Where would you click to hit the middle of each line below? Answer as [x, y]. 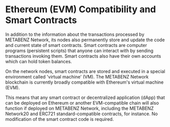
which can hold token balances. [39, 61]
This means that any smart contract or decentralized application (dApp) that [85, 97]
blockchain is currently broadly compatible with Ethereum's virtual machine [84, 82]
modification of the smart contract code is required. [59, 119]
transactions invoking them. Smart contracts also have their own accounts [83, 56]
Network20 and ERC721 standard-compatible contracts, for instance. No [82, 114]
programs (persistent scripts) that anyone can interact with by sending [79, 50]
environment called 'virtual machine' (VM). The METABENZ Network [77, 77]
